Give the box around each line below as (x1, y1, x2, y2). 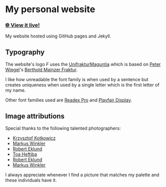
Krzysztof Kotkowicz (12, 135, 56, 141)
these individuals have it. (5, 177, 57, 183)
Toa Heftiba (12, 151, 37, 158)
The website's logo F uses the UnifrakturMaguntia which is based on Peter (5, 61, 161, 67)
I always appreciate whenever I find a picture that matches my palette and (5, 172, 159, 178)
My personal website (5, 4, 96, 15)
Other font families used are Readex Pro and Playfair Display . (5, 97, 133, 103)
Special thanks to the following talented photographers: (5, 125, 121, 131)
